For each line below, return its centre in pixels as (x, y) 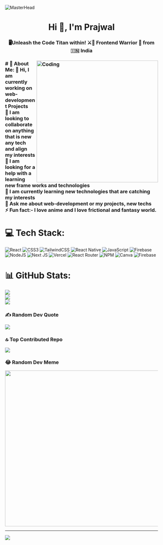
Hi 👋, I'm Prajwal (81, 27)
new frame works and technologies (48, 186)
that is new (18, 137)
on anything (19, 131)
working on (19, 88)
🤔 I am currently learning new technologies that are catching (78, 191)
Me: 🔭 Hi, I (17, 70)
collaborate (19, 125)
